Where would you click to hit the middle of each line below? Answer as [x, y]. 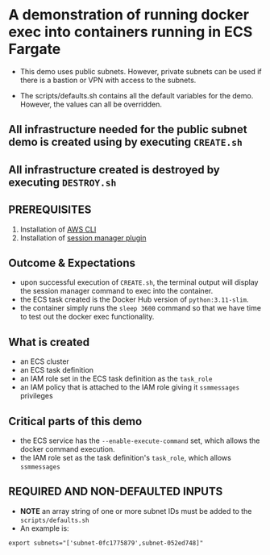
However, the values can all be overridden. [91, 104]
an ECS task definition [57, 370]
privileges [37, 396]
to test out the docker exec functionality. [87, 317]
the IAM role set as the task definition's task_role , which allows [125, 457]
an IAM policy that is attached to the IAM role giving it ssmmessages [130, 387]
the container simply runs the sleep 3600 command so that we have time [141, 308]
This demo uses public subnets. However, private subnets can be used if [141, 71]
